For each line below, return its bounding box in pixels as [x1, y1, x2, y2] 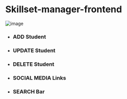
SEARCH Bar [12, 88, 45, 95]
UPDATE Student [12, 47, 56, 54]
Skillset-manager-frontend [5, 4, 122, 15]
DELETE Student [12, 60, 55, 67]
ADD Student [12, 33, 46, 40]
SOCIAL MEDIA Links [12, 74, 67, 81]
